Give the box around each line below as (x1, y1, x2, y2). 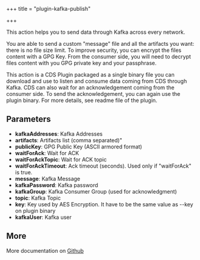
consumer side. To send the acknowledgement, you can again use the (6, 90, 181, 97)
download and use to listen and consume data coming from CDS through (6, 78, 187, 84)
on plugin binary (14, 207, 56, 214)
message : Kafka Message (14, 175, 81, 182)
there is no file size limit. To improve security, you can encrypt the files (6, 46, 182, 54)
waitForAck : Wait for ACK (14, 149, 80, 156)
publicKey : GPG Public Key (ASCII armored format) (14, 143, 143, 150)
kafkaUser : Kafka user (14, 214, 72, 221)
